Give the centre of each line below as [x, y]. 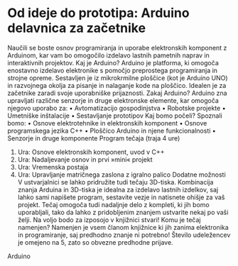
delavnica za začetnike [77, 28]
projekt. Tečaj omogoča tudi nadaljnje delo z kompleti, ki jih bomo [113, 204]
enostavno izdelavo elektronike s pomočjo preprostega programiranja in [113, 70]
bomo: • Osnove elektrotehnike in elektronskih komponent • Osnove [107, 123]
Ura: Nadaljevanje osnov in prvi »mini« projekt [85, 159]
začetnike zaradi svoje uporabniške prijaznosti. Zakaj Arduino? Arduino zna [117, 93]
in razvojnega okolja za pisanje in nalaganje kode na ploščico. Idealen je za [117, 85]
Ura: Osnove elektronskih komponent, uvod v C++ [91, 152]
